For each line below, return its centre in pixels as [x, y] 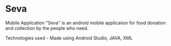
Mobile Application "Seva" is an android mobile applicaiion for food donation [86, 23]
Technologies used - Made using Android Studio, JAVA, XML [69, 38]
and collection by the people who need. [47, 28]
